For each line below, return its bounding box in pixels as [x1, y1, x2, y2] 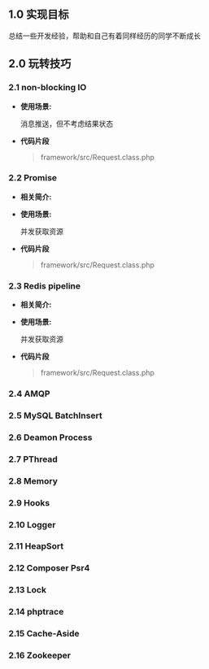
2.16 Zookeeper [8, 649, 72, 661]
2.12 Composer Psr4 [8, 563, 90, 574]
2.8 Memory [8, 475, 59, 486]
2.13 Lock [8, 584, 47, 596]
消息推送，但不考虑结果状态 [20, 119, 114, 128]
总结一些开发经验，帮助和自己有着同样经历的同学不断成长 [8, 31, 201, 41]
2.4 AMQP [8, 389, 50, 400]
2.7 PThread [8, 454, 59, 465]
